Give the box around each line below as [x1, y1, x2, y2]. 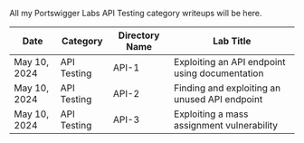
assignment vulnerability [173, 119, 279, 131]
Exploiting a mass [173, 108, 249, 120]
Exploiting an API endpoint [173, 56, 287, 68]
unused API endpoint [173, 93, 263, 105]
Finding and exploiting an [173, 81, 281, 94]
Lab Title [212, 35, 252, 47]
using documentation [173, 67, 264, 80]
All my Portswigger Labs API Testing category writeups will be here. [9, 8, 262, 18]
